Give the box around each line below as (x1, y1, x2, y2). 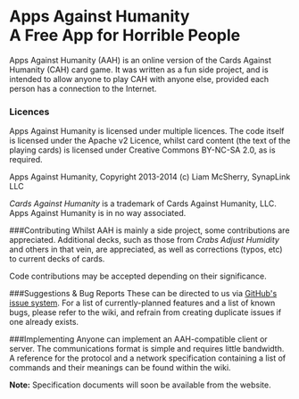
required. (9, 154, 43, 165)
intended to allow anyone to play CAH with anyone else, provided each (9, 73, 270, 84)
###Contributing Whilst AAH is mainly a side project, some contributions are (9, 225, 290, 236)
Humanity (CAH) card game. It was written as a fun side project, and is (9, 64, 270, 75)
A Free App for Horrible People (9, 25, 241, 46)
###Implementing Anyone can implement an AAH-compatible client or (9, 334, 268, 345)
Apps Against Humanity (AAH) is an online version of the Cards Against (9, 54, 272, 65)
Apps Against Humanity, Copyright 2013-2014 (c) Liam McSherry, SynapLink (9, 171, 291, 182)
